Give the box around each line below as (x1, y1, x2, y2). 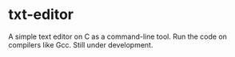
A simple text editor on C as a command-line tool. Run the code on (8, 32, 228, 41)
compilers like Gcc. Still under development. (8, 40, 153, 49)
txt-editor (8, 6, 74, 24)
